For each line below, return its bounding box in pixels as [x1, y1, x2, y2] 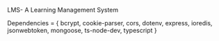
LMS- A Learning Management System [7, 6, 119, 14]
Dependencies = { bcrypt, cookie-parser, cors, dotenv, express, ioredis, [7, 19, 213, 27]
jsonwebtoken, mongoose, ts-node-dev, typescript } [7, 27, 158, 34]
